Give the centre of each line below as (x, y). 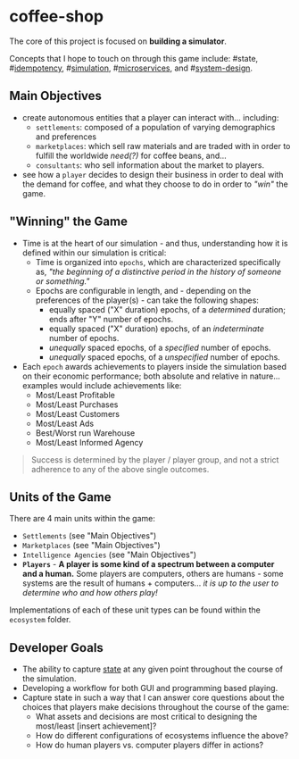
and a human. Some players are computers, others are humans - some (153, 574)
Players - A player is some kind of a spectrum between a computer (148, 564)
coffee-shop (57, 17)
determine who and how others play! (90, 593)
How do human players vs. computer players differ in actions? (149, 745)
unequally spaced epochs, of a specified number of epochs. (160, 347)
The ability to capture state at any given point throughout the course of (153, 669)
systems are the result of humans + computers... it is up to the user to (150, 583)
